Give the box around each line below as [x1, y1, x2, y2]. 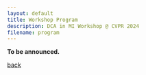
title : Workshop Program [7, 16, 78, 23]
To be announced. [7, 48, 60, 56]
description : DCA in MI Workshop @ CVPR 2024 [7, 22, 139, 29]
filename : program [7, 29, 60, 36]
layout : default [7, 10, 53, 17]
